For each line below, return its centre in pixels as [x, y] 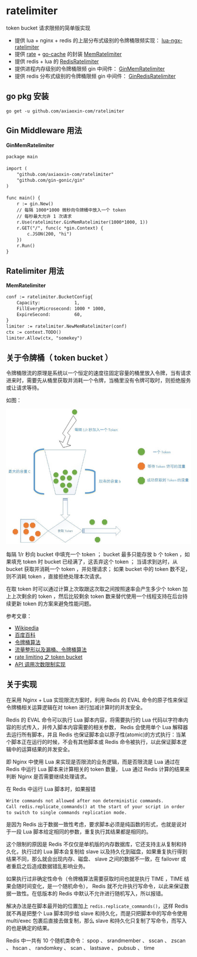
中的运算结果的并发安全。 [42, 749]
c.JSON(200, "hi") [50, 234]
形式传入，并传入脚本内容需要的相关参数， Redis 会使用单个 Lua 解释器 [102, 727]
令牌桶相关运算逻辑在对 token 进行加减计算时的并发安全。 [76, 707]
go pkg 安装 [28, 96]
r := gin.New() [35, 204]
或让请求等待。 [24, 388]
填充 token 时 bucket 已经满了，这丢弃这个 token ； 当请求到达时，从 [94, 562]
